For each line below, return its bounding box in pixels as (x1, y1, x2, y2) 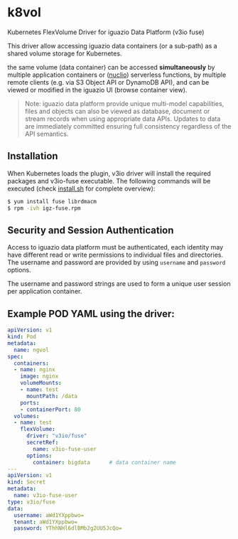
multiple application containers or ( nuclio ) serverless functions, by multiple (7, 70, 227, 79)
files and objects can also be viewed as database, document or (24, 107, 210, 115)
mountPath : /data (26, 393, 78, 400)
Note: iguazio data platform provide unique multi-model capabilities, (24, 99, 225, 107)
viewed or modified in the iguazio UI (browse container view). (7, 85, 188, 94)
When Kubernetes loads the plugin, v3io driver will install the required (7, 169, 211, 178)
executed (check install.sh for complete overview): (7, 184, 156, 193)
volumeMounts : (20, 380, 62, 387)
